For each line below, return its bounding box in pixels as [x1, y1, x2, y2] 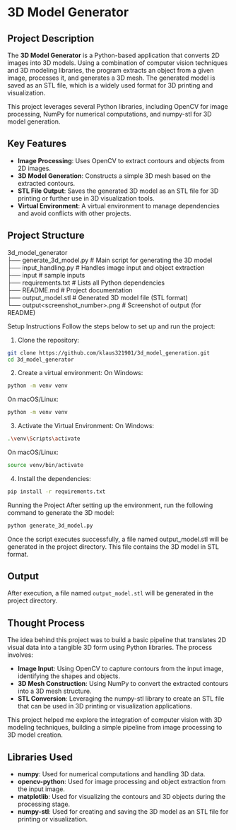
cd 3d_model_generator [7, 356, 74, 363]
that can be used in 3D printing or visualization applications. [17, 702, 193, 711]
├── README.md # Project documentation [7, 285, 133, 294]
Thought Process [7, 617, 85, 629]
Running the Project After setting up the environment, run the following [7, 501, 213, 509]
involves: [7, 651, 34, 659]
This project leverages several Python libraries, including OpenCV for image [7, 102, 228, 110]
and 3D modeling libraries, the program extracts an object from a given [7, 66, 214, 74]
